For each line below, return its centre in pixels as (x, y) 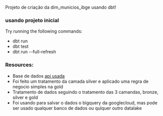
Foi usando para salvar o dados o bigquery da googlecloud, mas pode (85, 102)
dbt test (21, 46)
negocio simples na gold (38, 86)
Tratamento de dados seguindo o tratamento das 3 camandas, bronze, (86, 92)
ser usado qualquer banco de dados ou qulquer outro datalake (77, 108)
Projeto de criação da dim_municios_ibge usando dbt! (61, 7)
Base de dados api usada (39, 76)
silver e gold (25, 97)
